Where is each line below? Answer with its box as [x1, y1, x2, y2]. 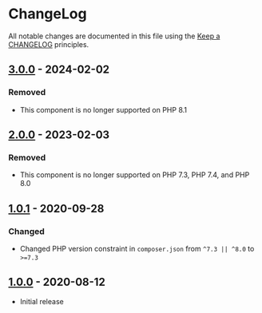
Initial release [19, 296, 64, 306]
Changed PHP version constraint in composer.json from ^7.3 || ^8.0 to [19, 244, 255, 253]
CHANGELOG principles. [8, 39, 89, 49]
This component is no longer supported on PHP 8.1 [19, 105, 188, 114]
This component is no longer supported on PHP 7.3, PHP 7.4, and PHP [19, 170, 250, 180]
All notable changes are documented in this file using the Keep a [8, 31, 220, 41]
